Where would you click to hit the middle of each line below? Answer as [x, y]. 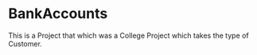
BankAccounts [58, 14]
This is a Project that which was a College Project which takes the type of [128, 35]
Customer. [25, 43]
